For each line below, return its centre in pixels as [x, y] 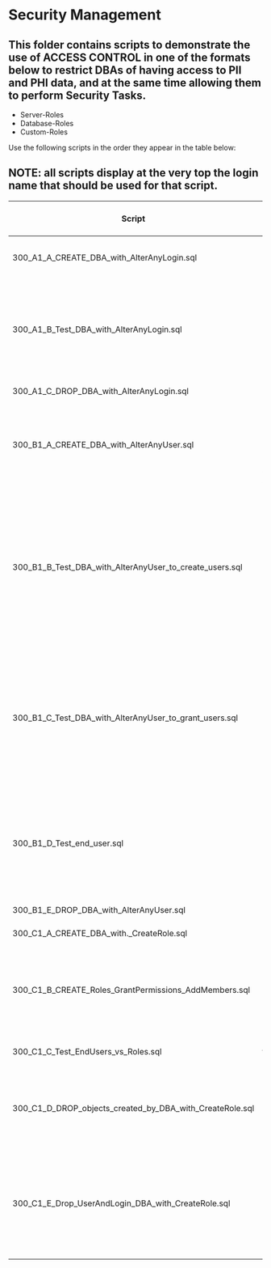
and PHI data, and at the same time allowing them [135, 83]
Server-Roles [42, 115]
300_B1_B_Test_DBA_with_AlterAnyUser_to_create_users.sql [128, 566]
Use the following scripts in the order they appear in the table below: [122, 148]
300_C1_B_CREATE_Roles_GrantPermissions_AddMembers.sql [131, 990]
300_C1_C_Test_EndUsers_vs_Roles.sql [87, 1051]
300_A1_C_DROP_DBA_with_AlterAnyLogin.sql [101, 391]
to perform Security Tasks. [77, 95]
